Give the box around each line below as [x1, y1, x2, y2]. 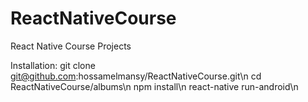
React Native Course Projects [10, 40, 132, 52]
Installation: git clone [10, 59, 96, 71]
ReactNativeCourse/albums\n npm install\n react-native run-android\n [10, 80, 299, 92]
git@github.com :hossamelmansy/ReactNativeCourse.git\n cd [10, 70, 262, 82]
